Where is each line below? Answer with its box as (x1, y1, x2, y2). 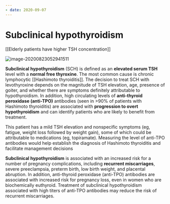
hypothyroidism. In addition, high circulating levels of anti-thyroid (5, 92, 143, 99)
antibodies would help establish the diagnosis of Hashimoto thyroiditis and (5, 140, 161, 146)
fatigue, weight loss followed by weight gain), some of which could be (5, 129, 152, 135)
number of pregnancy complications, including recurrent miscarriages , (5, 160, 155, 167)
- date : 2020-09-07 (5, 7, 47, 13)
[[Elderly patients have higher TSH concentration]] (5, 46, 111, 52)
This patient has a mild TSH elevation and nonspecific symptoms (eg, (5, 124, 151, 130)
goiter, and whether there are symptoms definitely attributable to (5, 87, 141, 93)
